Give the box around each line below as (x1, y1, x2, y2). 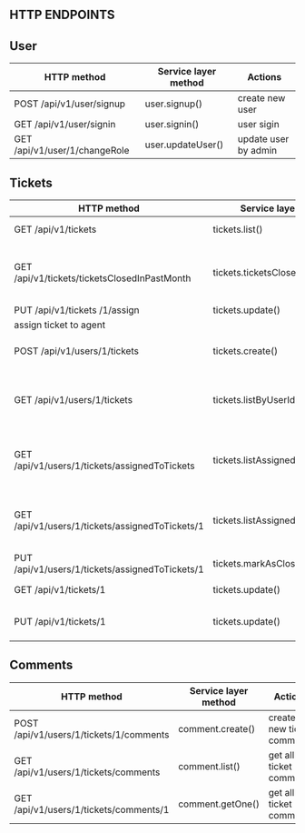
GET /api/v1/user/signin (14, 118, 116, 131)
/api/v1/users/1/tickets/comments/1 (14, 803, 170, 816)
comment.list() (178, 759, 241, 772)
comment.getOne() (178, 798, 261, 810)
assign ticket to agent (14, 318, 106, 331)
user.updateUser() (144, 138, 224, 151)
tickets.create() (212, 345, 279, 357)
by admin (237, 145, 278, 157)
